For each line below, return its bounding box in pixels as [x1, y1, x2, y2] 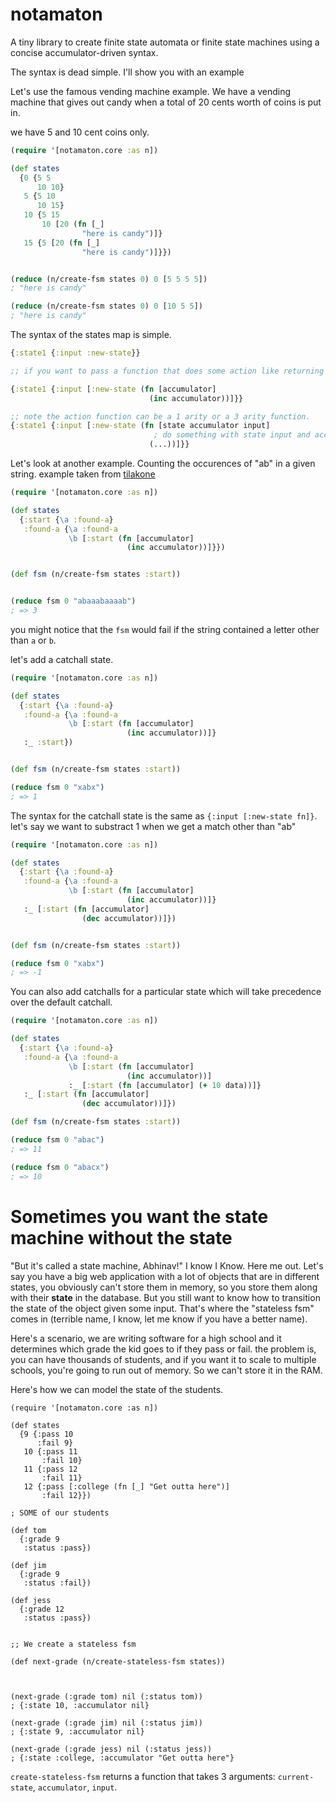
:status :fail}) [23, 1578, 92, 1588]
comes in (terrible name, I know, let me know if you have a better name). [10, 1313, 308, 1325]
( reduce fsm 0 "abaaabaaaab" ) [10, 596, 137, 607]
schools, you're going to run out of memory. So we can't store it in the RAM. [10, 1364, 323, 1376]
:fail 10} [41, 1455, 83, 1465]
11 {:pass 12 [23, 1464, 78, 1474]
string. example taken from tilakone [10, 468, 156, 480]
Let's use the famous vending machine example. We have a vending [10, 85, 292, 97]
